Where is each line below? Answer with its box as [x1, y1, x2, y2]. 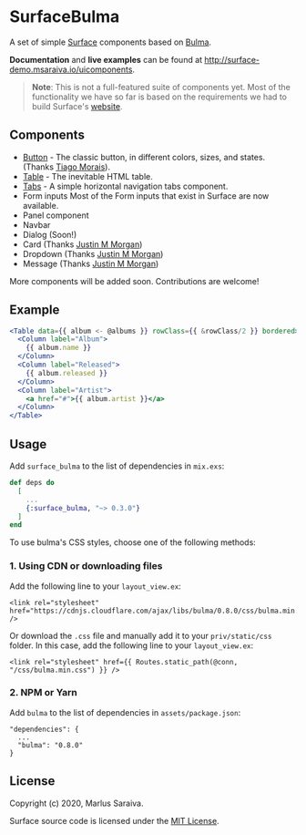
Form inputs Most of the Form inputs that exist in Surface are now [22, 190, 270, 201]
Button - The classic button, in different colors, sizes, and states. [22, 151, 266, 162]
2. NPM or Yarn [9, 686, 77, 699]
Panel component [22, 210, 89, 221]
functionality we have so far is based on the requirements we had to [31, 91, 287, 102]
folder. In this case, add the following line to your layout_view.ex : [9, 640, 254, 651]
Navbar [22, 219, 51, 230]
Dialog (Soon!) [22, 229, 77, 240]
